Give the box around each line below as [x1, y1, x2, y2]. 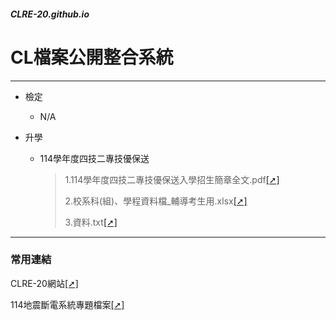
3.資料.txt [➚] [64, 216, 118, 228]
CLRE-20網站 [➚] [10, 277, 79, 289]
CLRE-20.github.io [10, 8, 90, 20]
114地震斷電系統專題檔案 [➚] [10, 298, 125, 310]
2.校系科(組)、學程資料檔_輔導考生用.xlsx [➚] [64, 195, 248, 207]
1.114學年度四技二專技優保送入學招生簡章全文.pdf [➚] [64, 173, 280, 185]
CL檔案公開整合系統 [10, 46, 174, 69]
